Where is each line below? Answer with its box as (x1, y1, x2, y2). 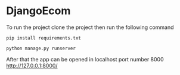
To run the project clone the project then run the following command (6, 24, 174, 31)
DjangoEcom (6, 4, 71, 18)
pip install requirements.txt (6, 35, 82, 41)
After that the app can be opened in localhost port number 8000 (6, 56, 164, 63)
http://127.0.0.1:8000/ (6, 62, 58, 69)
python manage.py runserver (6, 45, 76, 51)
